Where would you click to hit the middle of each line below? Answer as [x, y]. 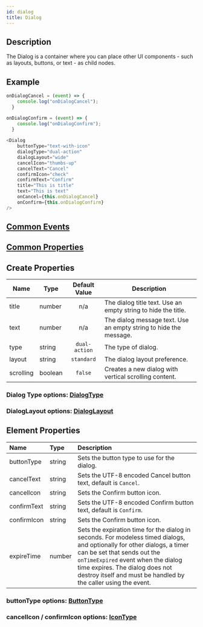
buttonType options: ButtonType [55, 600]
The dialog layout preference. [147, 359]
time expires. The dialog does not [125, 567]
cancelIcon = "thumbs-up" [47, 163]
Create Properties [40, 268]
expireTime [25, 556]
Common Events [38, 227]
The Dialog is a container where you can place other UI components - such [100, 57]
